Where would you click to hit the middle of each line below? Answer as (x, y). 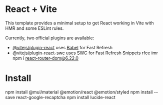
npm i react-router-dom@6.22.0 (45, 58)
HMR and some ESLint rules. (34, 28)
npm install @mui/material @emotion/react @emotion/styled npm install (79, 92)
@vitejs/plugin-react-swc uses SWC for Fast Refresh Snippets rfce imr (85, 53)
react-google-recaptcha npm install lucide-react (66, 97)
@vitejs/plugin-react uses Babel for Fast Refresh (62, 47)
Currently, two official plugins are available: (50, 38)
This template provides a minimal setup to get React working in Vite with (79, 23)
